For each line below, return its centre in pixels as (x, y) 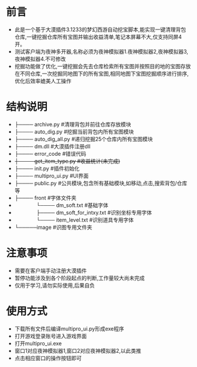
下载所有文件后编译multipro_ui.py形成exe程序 (69, 328)
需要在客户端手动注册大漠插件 (50, 271)
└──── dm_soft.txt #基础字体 (72, 205)
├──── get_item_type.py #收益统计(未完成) (67, 161)
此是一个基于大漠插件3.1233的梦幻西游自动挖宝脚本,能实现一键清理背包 (100, 29)
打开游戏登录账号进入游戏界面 (50, 336)
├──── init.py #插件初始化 (47, 168)
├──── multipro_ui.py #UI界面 (52, 176)
